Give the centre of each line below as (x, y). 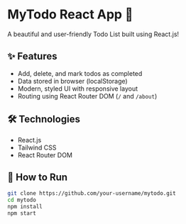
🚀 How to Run (38, 177)
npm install (25, 207)
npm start (22, 213)
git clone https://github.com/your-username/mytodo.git (92, 194)
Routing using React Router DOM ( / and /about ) (87, 96)
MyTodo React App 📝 (70, 15)
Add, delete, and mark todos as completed (80, 73)
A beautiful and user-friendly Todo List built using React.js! (93, 34)
